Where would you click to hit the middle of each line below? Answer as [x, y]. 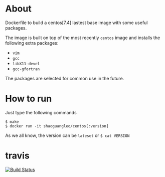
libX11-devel [26, 64]
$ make [12, 122]
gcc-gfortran [26, 69]
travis [18, 156]
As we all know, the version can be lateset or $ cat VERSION [67, 135]
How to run [29, 99]
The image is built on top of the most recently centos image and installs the [83, 38]
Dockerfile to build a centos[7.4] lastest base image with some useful [76, 23]
